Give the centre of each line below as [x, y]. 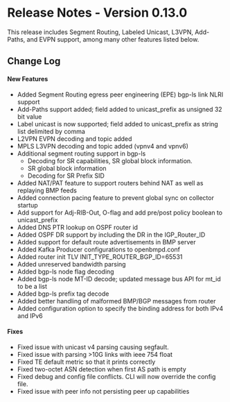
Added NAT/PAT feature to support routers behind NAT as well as [110, 183]
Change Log [34, 61]
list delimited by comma [51, 131]
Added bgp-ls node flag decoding [65, 271]
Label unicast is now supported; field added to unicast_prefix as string [117, 124]
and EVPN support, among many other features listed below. [113, 39]
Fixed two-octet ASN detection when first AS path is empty [102, 369]
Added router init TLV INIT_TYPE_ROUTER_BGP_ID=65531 [100, 257]
